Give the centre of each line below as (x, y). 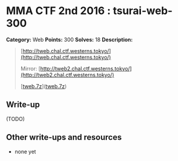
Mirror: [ (31, 68)
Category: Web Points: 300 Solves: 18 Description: (70, 39)
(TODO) (16, 119)
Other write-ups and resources (64, 137)
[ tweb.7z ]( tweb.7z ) (43, 86)
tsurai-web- (142, 11)
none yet (25, 152)
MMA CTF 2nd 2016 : (58, 11)
